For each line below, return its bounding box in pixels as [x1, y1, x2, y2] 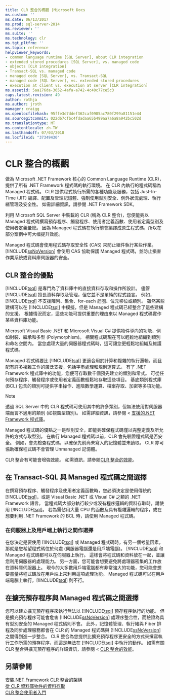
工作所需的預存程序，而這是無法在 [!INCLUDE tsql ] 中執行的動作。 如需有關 [9, 640, 165, 646]
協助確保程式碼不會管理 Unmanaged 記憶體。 [5, 446, 100, 452]
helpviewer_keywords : [5, 50, 51, 55]
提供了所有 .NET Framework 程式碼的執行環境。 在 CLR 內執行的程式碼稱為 [5, 182, 161, 188]
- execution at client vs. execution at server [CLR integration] [5, 83, 148, 88]
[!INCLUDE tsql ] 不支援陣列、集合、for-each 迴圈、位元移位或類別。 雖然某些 [5, 298, 165, 304]
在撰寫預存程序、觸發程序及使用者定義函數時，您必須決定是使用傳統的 [5, 487, 152, 494]
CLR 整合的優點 [5, 271, 54, 279]
